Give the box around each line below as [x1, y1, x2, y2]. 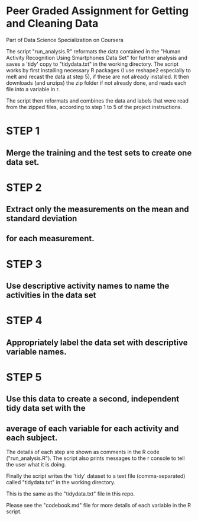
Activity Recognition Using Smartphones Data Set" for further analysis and [6, 54, 188, 61]
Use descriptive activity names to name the [6, 281, 170, 291]
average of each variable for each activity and [6, 423, 179, 433]
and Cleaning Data [6, 17, 99, 30]
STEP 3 [6, 257, 43, 271]
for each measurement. [6, 234, 95, 244]
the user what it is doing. [6, 461, 66, 468]
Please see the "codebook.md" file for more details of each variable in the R [6, 502, 191, 509]
